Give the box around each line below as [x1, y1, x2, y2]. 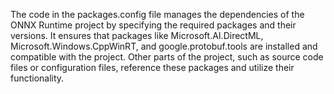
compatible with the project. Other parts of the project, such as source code [10, 51, 324, 63]
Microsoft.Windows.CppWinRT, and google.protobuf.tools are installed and [10, 40, 318, 52]
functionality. [10, 72, 65, 84]
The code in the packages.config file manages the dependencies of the [10, 9, 305, 20]
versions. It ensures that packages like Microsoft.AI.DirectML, [10, 30, 264, 41]
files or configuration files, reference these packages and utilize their [10, 62, 295, 73]
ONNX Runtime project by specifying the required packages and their [10, 19, 297, 31]
